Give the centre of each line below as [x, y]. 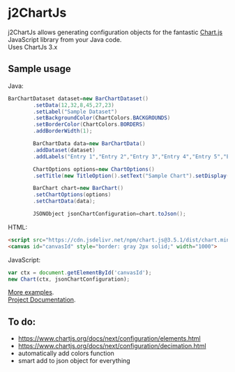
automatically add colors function [66, 353]
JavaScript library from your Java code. [65, 39]
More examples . [31, 292]
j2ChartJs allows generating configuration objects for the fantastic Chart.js [115, 32]
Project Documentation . [42, 300]
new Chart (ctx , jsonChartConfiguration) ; [69, 279]
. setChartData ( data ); [65, 201]
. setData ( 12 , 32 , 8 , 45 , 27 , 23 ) [74, 105]
